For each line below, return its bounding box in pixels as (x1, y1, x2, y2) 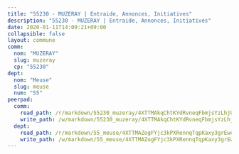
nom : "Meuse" (14, 76, 53, 84)
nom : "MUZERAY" (14, 50, 59, 57)
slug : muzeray (14, 57, 55, 64)
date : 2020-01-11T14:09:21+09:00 (7, 23, 107, 31)
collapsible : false (7, 30, 65, 38)
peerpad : (7, 97, 33, 104)
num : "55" (14, 89, 43, 97)
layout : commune (7, 37, 55, 44)
